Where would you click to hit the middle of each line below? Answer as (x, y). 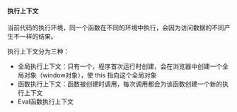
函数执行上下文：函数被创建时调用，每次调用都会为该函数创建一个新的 (120, 84)
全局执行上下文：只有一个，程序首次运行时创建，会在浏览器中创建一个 (120, 66)
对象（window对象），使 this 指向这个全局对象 (90, 75)
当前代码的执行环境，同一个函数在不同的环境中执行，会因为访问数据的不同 (116, 27)
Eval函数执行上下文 (46, 101)
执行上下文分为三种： (38, 51)
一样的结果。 (38, 37)
